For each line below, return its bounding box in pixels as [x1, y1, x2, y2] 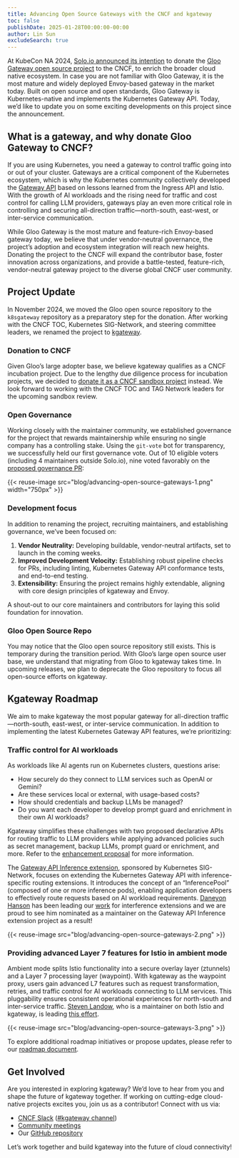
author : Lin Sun [7, 30, 56, 38]
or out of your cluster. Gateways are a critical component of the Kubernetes [7, 168, 230, 176]
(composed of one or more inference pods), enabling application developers [7, 886, 232, 895]
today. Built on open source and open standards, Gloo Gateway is [7, 87, 200, 96]
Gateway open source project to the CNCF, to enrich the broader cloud [7, 64, 216, 73]
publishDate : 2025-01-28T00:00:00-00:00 [7, 24, 130, 31]
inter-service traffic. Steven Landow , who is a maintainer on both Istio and [7, 1002, 225, 1011]
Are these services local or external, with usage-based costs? [17, 790, 200, 799]
